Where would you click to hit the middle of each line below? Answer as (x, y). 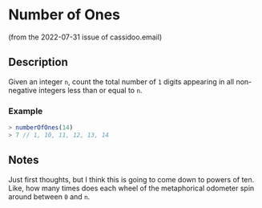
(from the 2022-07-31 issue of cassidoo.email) (85, 37)
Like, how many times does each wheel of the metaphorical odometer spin (131, 188)
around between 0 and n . (49, 196)
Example (26, 111)
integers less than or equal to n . (91, 90)
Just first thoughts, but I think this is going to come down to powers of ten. (131, 179)
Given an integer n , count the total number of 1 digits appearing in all (121, 81)
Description (38, 62)
